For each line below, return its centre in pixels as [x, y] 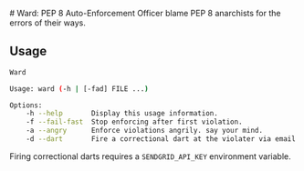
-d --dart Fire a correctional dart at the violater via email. [163, 139]
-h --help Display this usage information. [122, 114]
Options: [26, 105]
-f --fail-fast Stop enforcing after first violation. [135, 122]
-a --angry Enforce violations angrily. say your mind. [144, 131]
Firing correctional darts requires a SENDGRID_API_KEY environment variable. [150, 156]
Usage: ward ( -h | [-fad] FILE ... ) [79, 89]
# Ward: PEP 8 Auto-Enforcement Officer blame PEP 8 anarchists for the [145, 13]
